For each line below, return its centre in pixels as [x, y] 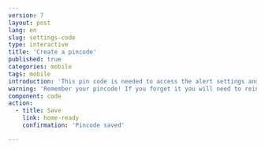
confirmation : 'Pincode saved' [74, 125]
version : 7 [26, 15]
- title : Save [38, 111]
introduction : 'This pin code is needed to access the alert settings [127, 81]
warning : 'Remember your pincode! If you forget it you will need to [125, 89]
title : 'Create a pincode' [52, 52]
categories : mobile [40, 67]
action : [21, 103]
